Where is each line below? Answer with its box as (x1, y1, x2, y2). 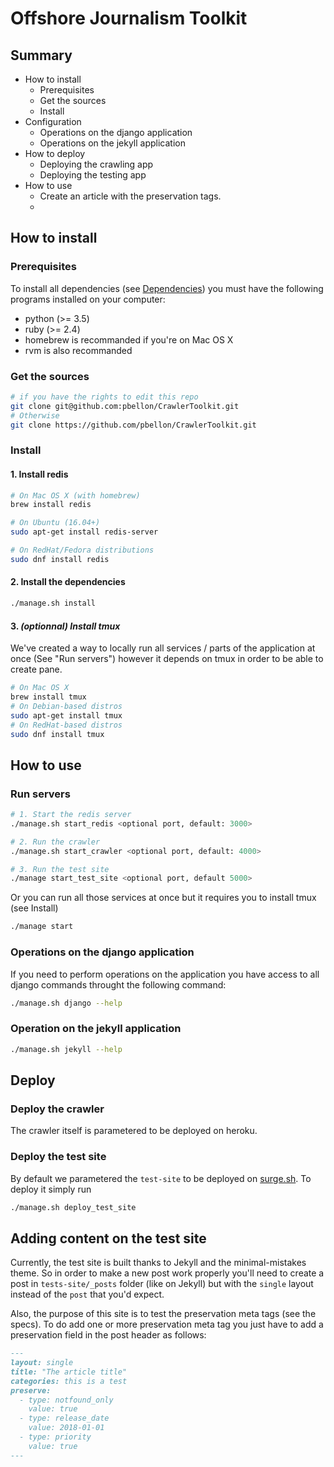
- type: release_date (19, 1413, 110, 1424)
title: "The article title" (10, 1367, 128, 1377)
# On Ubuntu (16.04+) (10, 518, 101, 528)
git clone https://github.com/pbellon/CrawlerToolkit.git (10, 420, 257, 430)
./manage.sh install (10, 598, 97, 609)
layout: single (10, 1358, 74, 1368)
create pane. (10, 663, 63, 676)
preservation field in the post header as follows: (10, 1329, 207, 1341)
